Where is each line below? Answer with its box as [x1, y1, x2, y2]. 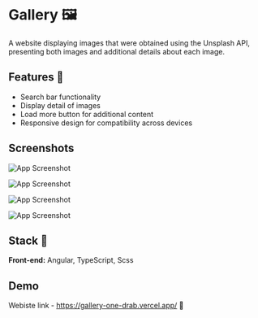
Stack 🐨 [8, 233, 49, 247]
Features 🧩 [8, 70, 64, 85]
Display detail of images [19, 100, 101, 110]
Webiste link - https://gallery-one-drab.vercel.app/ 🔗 [8, 301, 184, 311]
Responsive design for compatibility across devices [19, 118, 193, 128]
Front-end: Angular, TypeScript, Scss [8, 255, 134, 265]
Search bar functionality [19, 92, 101, 102]
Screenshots [8, 142, 75, 155]
